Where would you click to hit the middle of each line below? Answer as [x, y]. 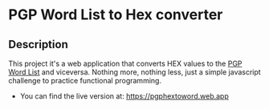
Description [38, 44]
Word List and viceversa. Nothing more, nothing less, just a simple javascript [134, 72]
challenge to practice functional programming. [85, 81]
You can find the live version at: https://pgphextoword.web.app [124, 96]
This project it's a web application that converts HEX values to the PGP [125, 63]
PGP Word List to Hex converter [116, 15]
